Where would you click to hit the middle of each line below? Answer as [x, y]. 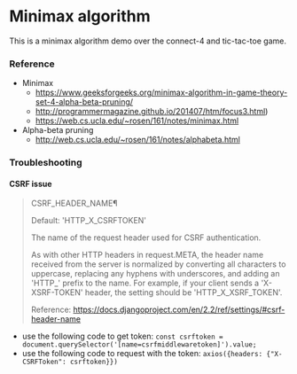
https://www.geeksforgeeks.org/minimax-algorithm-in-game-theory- [161, 93]
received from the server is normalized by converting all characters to [158, 264]
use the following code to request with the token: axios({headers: [142, 354]
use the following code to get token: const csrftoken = [122, 336]
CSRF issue [31, 183]
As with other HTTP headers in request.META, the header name [147, 255]
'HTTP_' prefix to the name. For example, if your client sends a [145, 283]
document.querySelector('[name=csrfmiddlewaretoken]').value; [139, 345]
